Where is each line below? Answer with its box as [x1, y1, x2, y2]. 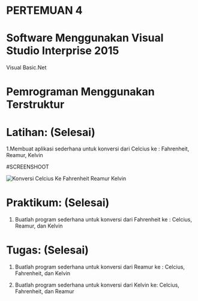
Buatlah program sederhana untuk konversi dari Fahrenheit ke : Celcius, [14, 216, 193, 223]
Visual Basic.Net [6, 64, 47, 71]
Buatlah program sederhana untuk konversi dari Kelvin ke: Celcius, [14, 281, 180, 289]
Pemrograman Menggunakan [6, 85, 155, 99]
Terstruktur [6, 98, 65, 111]
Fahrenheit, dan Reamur [14, 288, 75, 295]
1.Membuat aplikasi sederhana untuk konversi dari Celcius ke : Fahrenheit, [6, 145, 190, 152]
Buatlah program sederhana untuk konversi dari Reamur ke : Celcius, [14, 263, 185, 271]
